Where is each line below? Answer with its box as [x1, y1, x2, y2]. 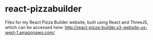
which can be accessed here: [5, 24, 64, 30]
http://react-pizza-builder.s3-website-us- [64, 24, 148, 30]
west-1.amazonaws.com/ [5, 29, 55, 35]
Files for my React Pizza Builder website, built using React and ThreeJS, [5, 19, 149, 25]
